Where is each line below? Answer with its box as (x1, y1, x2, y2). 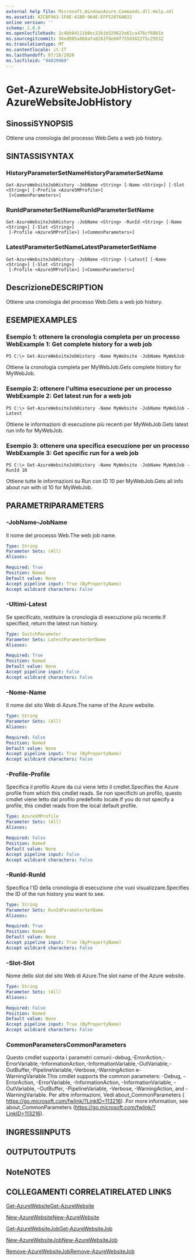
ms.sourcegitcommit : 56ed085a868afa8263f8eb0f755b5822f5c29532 (6, 36, 164, 42)
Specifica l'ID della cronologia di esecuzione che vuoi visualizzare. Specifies (6, 884, 189, 891)
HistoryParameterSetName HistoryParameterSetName (6, 168, 163, 177)
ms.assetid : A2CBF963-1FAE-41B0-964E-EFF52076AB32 (6, 14, 132, 20)
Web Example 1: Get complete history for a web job (6, 340, 152, 348)
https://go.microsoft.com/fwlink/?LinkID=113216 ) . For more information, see (6, 1098, 189, 1105)
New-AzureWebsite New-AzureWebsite (6, 1214, 100, 1221)
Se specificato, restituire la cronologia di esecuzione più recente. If (6, 614, 166, 621)
